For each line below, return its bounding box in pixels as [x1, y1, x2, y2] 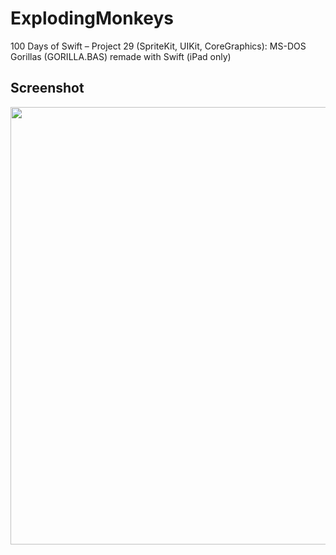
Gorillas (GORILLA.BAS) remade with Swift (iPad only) [10, 50, 232, 62]
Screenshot [10, 80, 85, 97]
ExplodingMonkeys [10, 7, 175, 30]
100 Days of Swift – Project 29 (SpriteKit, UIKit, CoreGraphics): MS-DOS [10, 40, 307, 52]
